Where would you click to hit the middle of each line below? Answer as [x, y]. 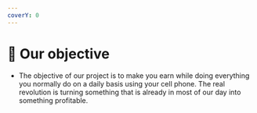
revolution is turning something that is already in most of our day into [130, 92]
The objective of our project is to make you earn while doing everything [134, 76]
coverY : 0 [24, 15]
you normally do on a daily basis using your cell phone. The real [121, 83]
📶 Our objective [59, 53]
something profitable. [53, 100]
